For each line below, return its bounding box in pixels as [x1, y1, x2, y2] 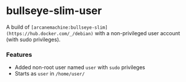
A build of [6, 23, 30, 30]
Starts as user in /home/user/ [14, 70, 85, 77]
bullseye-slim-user [6, 4, 102, 18]
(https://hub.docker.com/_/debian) [6, 30, 94, 36]
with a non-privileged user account [94, 29, 180, 36]
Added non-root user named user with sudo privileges [14, 64, 146, 71]
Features [6, 50, 32, 59]
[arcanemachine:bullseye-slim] [31, 25, 108, 30]
